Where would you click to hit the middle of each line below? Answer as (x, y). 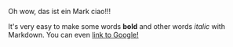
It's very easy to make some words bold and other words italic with (117, 26)
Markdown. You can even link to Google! (73, 35)
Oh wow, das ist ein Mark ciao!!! (60, 11)
